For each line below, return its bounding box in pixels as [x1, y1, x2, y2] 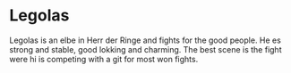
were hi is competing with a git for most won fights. [9, 53, 199, 64]
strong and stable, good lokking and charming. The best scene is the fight [9, 44, 282, 54]
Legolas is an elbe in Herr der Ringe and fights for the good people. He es [9, 35, 282, 45]
